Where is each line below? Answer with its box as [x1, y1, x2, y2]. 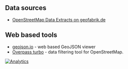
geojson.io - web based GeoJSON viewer [12, 44, 96, 50]
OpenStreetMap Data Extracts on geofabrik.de [12, 17, 106, 22]
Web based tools [5, 31, 58, 39]
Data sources [5, 4, 46, 12]
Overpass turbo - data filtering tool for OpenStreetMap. [12, 49, 124, 55]
